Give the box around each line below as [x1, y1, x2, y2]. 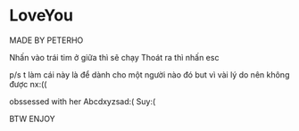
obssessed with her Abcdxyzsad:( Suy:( [9, 95, 156, 107]
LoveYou [9, 5, 74, 26]
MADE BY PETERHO [9, 35, 84, 45]
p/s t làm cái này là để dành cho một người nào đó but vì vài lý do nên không [9, 69, 290, 80]
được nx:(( [9, 78, 47, 89]
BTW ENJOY [9, 113, 55, 124]
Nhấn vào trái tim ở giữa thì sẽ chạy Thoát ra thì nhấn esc [9, 52, 220, 62]
